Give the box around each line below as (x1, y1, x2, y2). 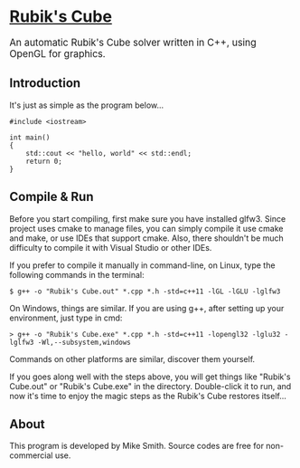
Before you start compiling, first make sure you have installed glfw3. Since (9, 213, 286, 224)
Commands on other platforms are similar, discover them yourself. (9, 353, 256, 364)
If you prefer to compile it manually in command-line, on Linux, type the (9, 260, 276, 271)
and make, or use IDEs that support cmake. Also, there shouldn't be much (9, 233, 285, 244)
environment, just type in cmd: (9, 312, 123, 323)
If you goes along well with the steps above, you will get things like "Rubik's (9, 371, 291, 382)
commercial (9, 450, 53, 461)
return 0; (25, 157, 63, 166)
